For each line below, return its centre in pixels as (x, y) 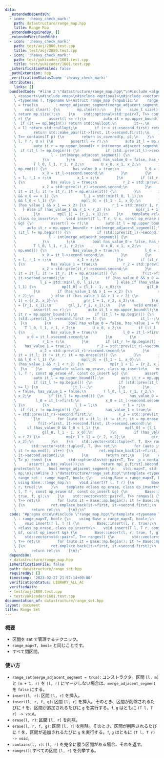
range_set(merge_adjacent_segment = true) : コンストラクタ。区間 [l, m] (85, 677)
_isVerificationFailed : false (40, 69)
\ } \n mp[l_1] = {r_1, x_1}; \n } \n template (82, 214)
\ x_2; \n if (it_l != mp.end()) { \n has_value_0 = (86, 396)
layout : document (23, 605)
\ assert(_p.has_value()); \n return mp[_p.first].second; (87, 464)
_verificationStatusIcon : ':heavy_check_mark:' (59, 78)
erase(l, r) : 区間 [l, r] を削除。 (46, 720)
